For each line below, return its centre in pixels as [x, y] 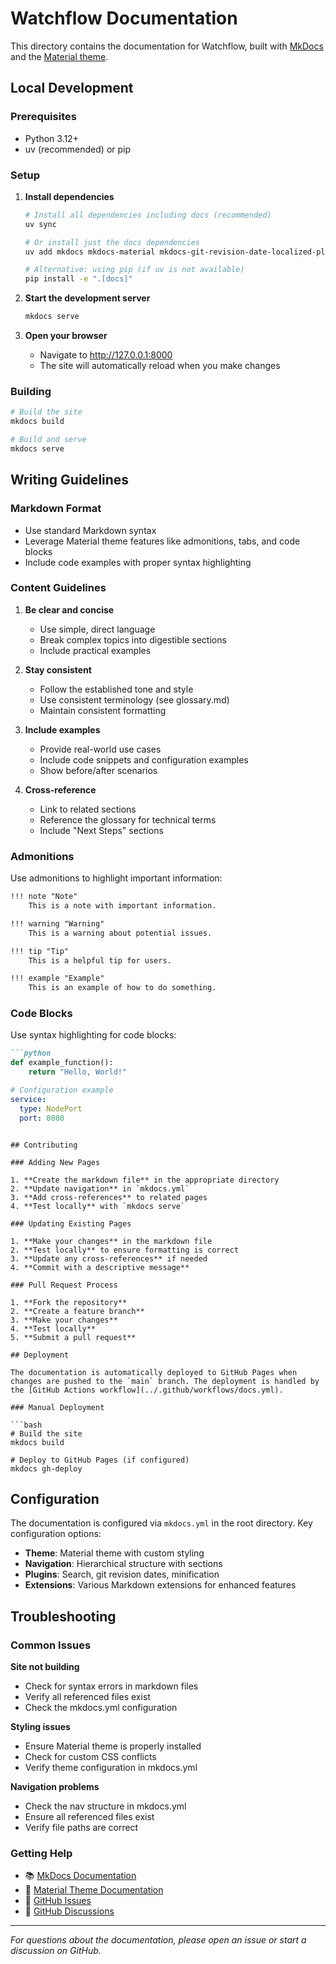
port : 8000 [42, 1118]
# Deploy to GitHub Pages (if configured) [100, 1460]
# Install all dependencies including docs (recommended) [148, 215]
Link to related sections [88, 809]
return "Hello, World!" [78, 1072]
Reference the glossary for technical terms [128, 819]
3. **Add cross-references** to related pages [109, 1197]
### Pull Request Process [64, 1285]
